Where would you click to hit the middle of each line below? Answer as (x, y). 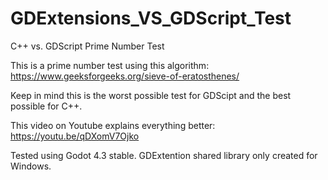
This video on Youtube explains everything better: (113, 125)
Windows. (31, 166)
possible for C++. (46, 106)
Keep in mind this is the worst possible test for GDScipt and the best (151, 95)
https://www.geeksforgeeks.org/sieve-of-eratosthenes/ (125, 76)
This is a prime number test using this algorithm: (110, 65)
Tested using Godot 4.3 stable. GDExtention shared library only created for (164, 155)
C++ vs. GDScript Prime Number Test (87, 46)
